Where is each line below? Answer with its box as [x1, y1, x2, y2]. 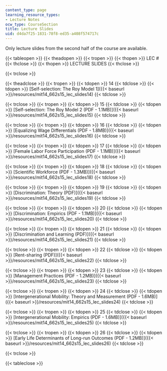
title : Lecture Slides [5, 27, 53, 32]
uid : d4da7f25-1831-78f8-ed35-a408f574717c [5, 31, 99, 36]
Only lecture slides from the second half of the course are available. [5, 45, 148, 51]
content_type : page [5, 7, 47, 13]
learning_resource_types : [5, 12, 60, 17]
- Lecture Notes [5, 17, 40, 22]
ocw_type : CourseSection [5, 21, 58, 27]
